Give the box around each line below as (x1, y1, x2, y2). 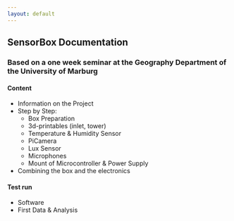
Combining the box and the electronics (17, 167, 130, 175)
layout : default (7, 10, 55, 18)
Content (7, 84, 32, 92)
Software (17, 198, 44, 207)
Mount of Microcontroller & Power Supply (27, 159, 149, 168)
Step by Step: (17, 107, 58, 115)
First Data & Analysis (17, 206, 78, 215)
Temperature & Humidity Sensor (27, 130, 122, 138)
